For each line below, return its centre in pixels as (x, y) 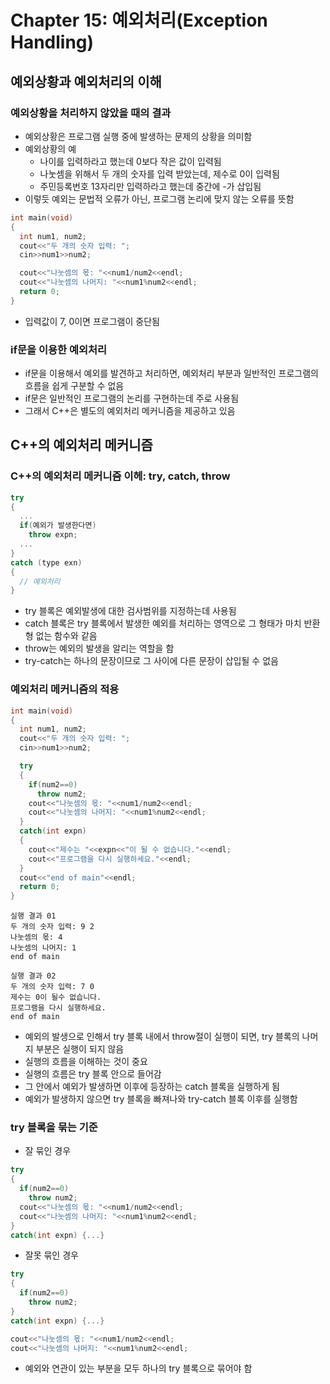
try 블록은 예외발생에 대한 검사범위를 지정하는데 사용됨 (130, 611)
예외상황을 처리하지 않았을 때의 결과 (91, 113)
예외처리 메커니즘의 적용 (65, 689)
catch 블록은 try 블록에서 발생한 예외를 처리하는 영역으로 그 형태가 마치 (163, 623)
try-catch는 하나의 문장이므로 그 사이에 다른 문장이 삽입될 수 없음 (151, 661)
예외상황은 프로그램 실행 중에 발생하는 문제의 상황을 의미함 (138, 136)
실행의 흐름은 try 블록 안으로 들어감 (93, 1074)
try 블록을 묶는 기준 (54, 1128)
